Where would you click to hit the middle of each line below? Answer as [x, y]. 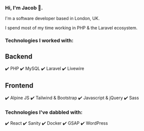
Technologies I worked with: [39, 41]
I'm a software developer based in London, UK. [52, 19]
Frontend [19, 86]
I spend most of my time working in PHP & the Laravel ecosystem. [71, 28]
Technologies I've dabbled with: [44, 112]
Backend [19, 56]
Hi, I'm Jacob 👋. [24, 8]
